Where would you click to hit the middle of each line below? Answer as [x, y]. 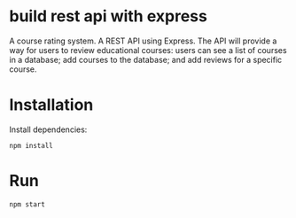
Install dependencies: [48, 129]
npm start [27, 204]
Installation [51, 105]
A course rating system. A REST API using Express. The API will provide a [143, 41]
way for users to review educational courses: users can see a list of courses [148, 50]
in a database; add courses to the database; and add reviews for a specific [146, 59]
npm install [31, 145]
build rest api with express [109, 16]
